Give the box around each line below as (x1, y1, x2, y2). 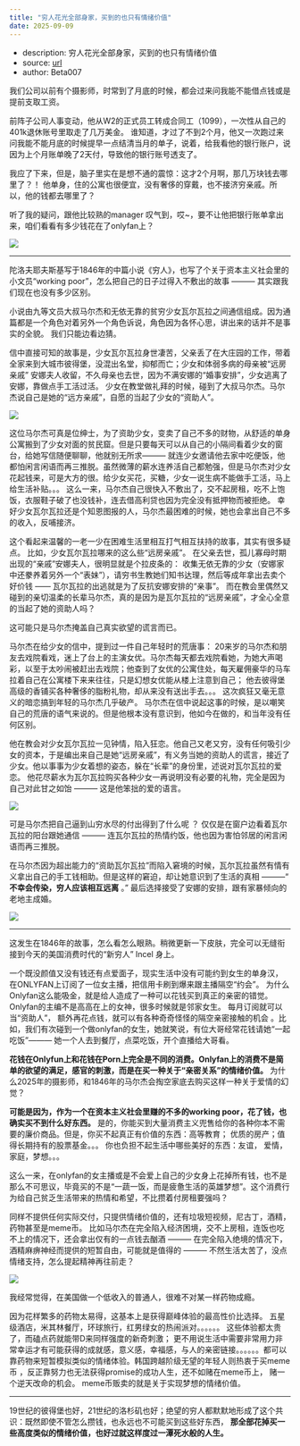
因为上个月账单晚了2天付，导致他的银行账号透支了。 (9, 148, 203, 159)
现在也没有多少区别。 (16, 287, 96, 298)
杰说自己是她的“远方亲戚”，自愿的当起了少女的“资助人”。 (9, 391, 219, 402)
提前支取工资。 (9, 96, 64, 107)
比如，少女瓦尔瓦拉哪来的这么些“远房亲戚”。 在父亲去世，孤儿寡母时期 (26, 547, 287, 558)
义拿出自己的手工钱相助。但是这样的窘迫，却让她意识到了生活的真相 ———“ (9, 870, 289, 881)
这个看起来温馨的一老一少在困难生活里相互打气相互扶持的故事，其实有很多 (9, 535, 283, 546)
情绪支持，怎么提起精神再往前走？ (9, 1256, 135, 1266)
